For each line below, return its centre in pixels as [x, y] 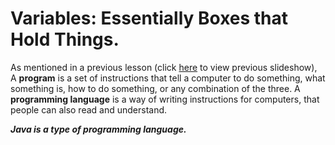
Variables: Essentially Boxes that [149, 18]
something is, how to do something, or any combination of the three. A [155, 88]
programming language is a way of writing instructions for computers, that [165, 99]
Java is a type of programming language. [98, 129]
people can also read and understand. [89, 109]
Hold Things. [65, 39]
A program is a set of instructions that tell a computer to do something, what [168, 78]
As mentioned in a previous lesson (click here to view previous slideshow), [164, 67]
